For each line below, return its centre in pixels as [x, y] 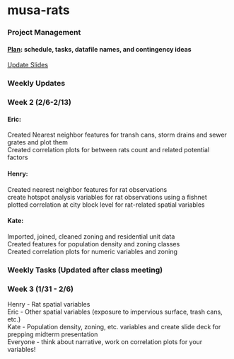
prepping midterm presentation [53, 334]
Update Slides [28, 65]
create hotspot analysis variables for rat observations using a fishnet [107, 197]
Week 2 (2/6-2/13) [40, 103]
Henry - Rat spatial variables [49, 304]
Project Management [44, 33]
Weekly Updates [36, 84]
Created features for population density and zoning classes [94, 244]
